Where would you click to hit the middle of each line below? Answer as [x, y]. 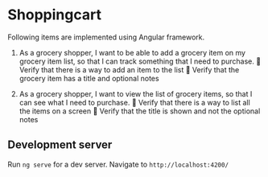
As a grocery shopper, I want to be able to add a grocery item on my [132, 52]
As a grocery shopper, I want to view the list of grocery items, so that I [136, 93]
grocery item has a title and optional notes [89, 78]
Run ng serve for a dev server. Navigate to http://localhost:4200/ [118, 164]
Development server [60, 145]
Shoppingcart [55, 15]
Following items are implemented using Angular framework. [106, 37]
